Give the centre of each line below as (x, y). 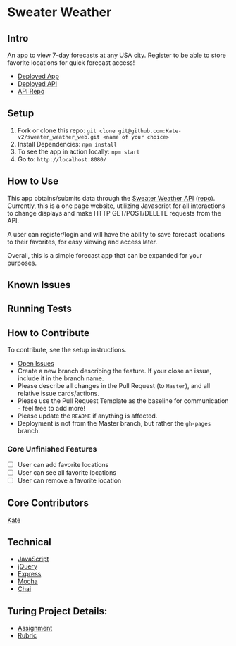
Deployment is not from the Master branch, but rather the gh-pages (114, 423)
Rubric (27, 635)
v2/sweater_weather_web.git (58, 137)
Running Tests (39, 309)
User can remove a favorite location (69, 480)
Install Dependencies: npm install (67, 144)
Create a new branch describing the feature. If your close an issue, (114, 371)
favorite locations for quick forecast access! (71, 63)
